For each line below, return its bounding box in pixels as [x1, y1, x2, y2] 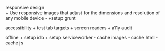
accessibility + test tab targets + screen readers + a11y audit [5, 25, 132, 31]
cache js [5, 40, 24, 46]
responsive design [5, 5, 45, 10]
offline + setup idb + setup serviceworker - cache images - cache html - [5, 35, 158, 40]
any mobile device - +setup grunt [5, 15, 76, 21]
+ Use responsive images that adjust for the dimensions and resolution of [5, 10, 160, 16]
